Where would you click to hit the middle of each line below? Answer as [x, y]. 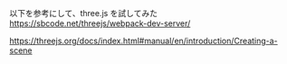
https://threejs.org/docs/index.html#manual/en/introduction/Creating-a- [143, 41]
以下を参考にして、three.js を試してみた [84, 13]
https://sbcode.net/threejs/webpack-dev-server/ [100, 23]
